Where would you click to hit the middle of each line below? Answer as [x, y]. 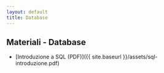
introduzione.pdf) [37, 63]
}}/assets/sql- [140, 57]
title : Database [27, 18]
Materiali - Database [46, 42]
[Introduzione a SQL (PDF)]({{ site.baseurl [68, 57]
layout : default [27, 12]
